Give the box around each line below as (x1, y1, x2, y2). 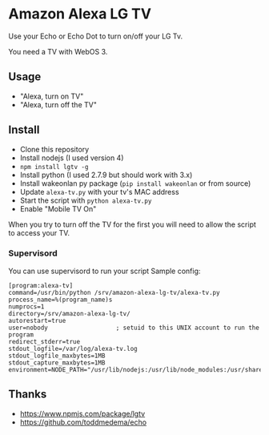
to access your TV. (8, 228, 70, 237)
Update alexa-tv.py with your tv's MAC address (19, 187, 179, 196)
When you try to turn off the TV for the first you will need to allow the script (8, 220, 256, 229)
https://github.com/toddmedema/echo (19, 417, 147, 427)
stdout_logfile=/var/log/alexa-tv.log (8, 344, 138, 352)
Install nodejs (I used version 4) (19, 153, 124, 163)
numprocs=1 (8, 302, 45, 311)
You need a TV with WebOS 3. (8, 46, 108, 56)
